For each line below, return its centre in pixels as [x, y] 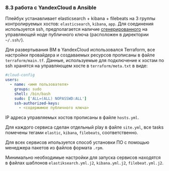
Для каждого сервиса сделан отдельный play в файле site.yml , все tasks [84, 127]
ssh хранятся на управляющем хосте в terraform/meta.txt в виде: [76, 66]
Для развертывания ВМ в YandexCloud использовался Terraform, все [80, 50]
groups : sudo [28, 89]
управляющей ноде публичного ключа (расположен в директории [77, 35]
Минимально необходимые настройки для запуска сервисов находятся [83, 157]
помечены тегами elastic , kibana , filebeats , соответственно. [72, 133]
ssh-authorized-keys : [37, 103]
